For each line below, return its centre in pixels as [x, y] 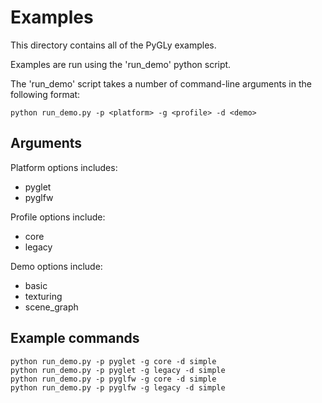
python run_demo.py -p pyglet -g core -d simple [113, 361]
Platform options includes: [64, 167]
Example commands [75, 338]
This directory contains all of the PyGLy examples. [113, 45]
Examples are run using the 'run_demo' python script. [121, 64]
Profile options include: [58, 217]
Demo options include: [56, 266]
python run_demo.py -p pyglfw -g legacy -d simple [118, 387]
